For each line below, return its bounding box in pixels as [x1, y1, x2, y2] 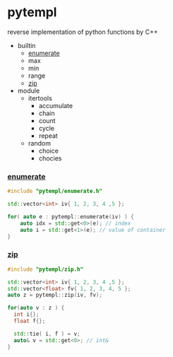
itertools [28, 93, 53, 103]
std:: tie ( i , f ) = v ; [13, 330, 80, 337]
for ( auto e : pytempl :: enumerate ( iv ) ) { [7, 213, 134, 220]
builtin [17, 41, 36, 49]
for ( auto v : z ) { [7, 305, 65, 312]
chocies [38, 153, 62, 163]
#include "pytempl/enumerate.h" [7, 188, 102, 195]
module [17, 86, 40, 95]
